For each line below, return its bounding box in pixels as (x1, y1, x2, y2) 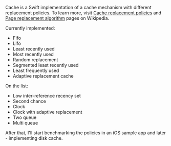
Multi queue (12, 120, 38, 126)
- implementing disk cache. (5, 135, 63, 141)
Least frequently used (12, 67, 59, 74)
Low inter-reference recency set (12, 93, 81, 99)
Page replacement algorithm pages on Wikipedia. (5, 15, 110, 21)
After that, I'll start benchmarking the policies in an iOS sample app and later (5, 130, 166, 136)
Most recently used (12, 51, 54, 57)
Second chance (12, 98, 46, 104)
